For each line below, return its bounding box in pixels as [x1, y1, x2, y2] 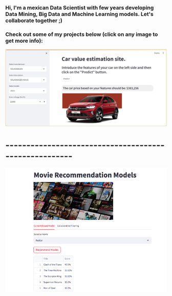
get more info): [5, 37, 44, 44]
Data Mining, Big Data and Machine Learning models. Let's [5, 10, 154, 17]
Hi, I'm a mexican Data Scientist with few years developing [5, 4, 154, 11]
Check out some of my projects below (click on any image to [5, 30, 158, 38]
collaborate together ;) [5, 17, 62, 24]
